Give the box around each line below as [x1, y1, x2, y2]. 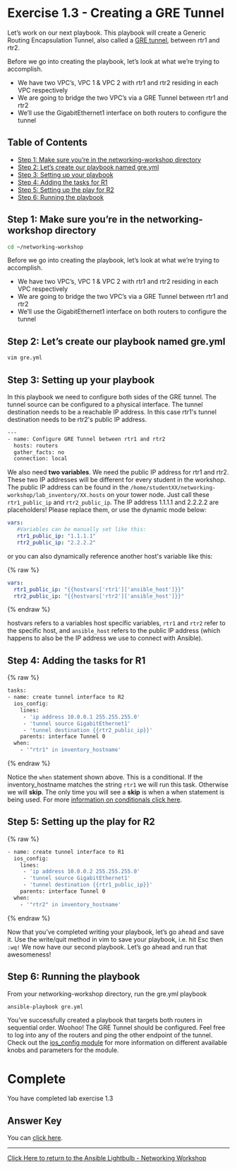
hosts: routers [13, 442, 59, 449]
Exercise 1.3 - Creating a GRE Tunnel [7, 5, 224, 21]
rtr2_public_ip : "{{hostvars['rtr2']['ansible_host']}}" [13, 593, 185, 600]
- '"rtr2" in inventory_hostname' [20, 901, 121, 908]
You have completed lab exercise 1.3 [7, 1094, 114, 1102]
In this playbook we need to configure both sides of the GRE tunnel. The [7, 392, 217, 401]
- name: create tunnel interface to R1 [7, 848, 125, 855]
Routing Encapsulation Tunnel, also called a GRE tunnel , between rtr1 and [7, 35, 220, 44]
